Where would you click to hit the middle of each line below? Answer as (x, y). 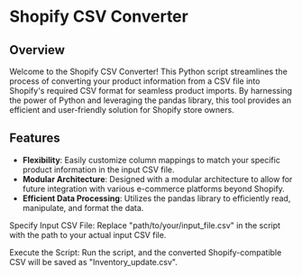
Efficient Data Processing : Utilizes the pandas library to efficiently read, (156, 198)
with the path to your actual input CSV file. (88, 235)
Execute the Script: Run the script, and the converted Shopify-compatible (146, 252)
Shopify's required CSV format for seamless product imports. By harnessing (151, 91)
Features (35, 138)
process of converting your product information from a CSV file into (135, 81)
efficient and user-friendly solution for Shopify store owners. (122, 110)
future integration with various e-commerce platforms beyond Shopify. (154, 189)
